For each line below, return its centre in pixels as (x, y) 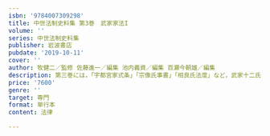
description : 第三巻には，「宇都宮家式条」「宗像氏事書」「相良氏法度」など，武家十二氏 (135, 75)
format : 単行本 (32, 105)
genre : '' (25, 90)
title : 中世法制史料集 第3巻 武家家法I (68, 23)
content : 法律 (31, 113)
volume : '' (27, 30)
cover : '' (25, 61)
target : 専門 (29, 98)
